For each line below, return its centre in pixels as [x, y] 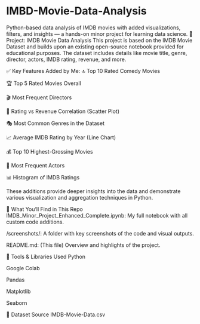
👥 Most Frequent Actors [36, 165]
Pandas [16, 280]
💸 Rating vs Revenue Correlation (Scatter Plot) [63, 111]
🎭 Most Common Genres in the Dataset [55, 123]
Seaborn [17, 302]
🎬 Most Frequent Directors [39, 97]
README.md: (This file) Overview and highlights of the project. [83, 245]
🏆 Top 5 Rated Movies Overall [44, 83]
